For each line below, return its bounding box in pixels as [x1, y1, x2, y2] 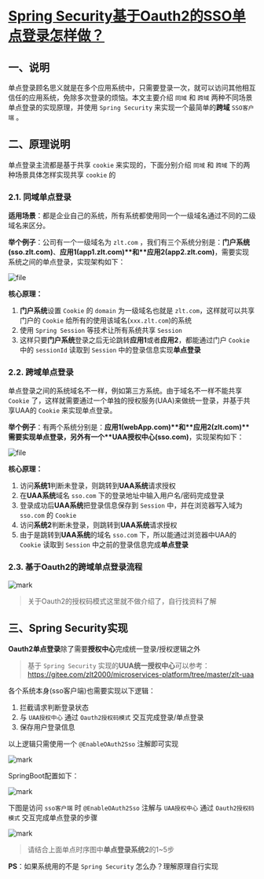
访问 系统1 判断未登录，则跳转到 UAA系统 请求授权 [19, 481, 176, 490]
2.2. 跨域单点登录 [8, 367, 75, 378]
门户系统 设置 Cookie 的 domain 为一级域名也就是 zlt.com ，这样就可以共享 [19, 306, 255, 316]
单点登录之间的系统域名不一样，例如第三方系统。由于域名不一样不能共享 [8, 386, 242, 396]
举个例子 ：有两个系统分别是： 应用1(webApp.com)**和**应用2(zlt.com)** [8, 423, 250, 432]
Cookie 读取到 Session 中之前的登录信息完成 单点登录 [19, 540, 189, 549]
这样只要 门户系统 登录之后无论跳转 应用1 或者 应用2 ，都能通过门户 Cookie [19, 335, 250, 345]
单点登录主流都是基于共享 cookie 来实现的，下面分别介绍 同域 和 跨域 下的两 [8, 160, 251, 169]
